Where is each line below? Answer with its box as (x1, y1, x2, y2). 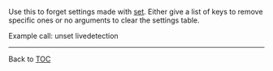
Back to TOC (8, 54, 51, 64)
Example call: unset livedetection (8, 31, 119, 40)
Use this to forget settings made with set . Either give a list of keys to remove (8, 7, 263, 16)
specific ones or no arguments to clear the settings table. (8, 15, 201, 25)
